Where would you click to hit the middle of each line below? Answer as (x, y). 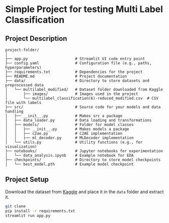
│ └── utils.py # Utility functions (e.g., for (74, 142)
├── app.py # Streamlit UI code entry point (75, 59)
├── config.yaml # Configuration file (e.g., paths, (78, 63)
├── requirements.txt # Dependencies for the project (74, 72)
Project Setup (27, 180)
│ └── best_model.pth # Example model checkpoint (70, 164)
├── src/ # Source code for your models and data (83, 107)
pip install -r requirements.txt (40, 211)
